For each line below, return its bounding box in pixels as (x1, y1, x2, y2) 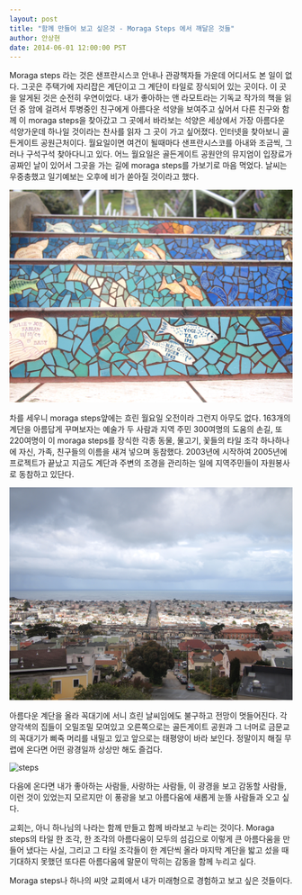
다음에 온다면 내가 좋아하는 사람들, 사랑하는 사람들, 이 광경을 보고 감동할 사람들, (9, 781, 288, 791)
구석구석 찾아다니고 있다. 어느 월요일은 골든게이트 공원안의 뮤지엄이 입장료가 (25, 149, 293, 159)
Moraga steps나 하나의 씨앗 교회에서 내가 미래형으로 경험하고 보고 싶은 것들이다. (9, 875, 293, 886)
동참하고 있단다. (18, 469, 75, 480)
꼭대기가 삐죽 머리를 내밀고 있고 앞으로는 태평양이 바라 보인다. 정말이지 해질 (18, 733, 283, 744)
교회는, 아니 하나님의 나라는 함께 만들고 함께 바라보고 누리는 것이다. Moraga (9, 822, 275, 833)
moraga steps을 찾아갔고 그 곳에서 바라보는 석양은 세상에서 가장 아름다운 (28, 115, 286, 126)
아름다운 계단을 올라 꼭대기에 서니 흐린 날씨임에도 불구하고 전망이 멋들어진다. (9, 710, 279, 721)
